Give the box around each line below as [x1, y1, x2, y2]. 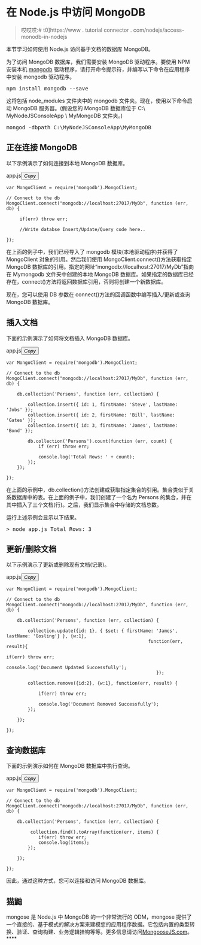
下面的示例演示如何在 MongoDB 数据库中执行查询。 [6, 762, 133, 770]
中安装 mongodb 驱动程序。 [6, 73, 75, 80]
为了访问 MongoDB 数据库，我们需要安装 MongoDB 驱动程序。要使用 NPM [6, 58, 190, 65]
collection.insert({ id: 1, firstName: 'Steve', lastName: [28, 402, 178, 408]
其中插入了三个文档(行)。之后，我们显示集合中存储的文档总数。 [6, 501, 163, 508]
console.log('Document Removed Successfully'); [38, 701, 160, 707]
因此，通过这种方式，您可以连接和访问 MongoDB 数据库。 [6, 877, 150, 885]
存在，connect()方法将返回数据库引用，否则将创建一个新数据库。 [6, 278, 166, 285]
